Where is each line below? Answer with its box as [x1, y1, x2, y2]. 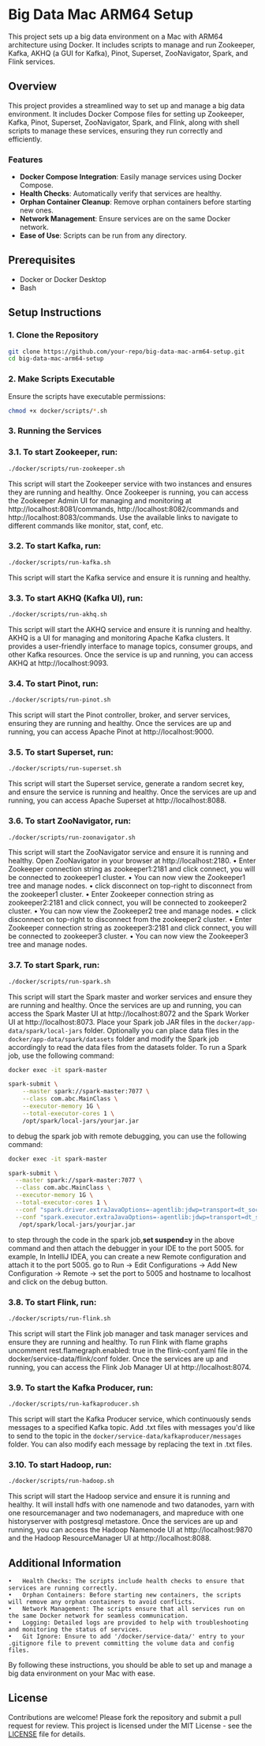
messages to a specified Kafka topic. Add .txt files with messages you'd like [8, 1422, 256, 1432]
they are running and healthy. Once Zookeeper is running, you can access [8, 487, 248, 497]
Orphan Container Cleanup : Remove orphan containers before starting [19, 198, 252, 207]
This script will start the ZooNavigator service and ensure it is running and [8, 848, 249, 857]
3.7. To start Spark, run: [8, 960, 100, 971]
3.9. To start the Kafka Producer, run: [8, 1382, 154, 1393]
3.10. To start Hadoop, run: [8, 1459, 112, 1470]
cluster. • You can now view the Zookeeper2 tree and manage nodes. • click [8, 906, 256, 916]
